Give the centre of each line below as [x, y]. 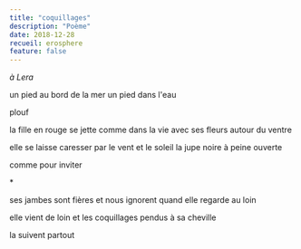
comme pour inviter [46, 165]
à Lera [22, 77]
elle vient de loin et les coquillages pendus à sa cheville [113, 217]
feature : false [38, 52]
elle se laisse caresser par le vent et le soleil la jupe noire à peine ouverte [146, 148]
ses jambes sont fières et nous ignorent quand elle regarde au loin [133, 200]
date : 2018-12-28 [42, 34]
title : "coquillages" [50, 18]
